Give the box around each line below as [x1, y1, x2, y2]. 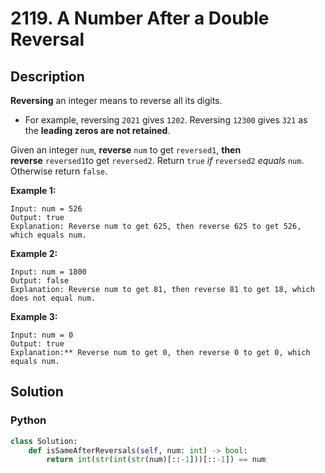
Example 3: [10, 311, 58, 322]
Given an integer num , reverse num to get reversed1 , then [10, 144, 242, 156]
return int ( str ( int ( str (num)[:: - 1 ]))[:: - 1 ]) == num [46, 455, 267, 465]
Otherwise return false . [10, 165, 108, 177]
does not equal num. [10, 293, 97, 303]
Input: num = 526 [10, 204, 83, 214]
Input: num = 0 [10, 330, 74, 340]
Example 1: [10, 185, 57, 196]
